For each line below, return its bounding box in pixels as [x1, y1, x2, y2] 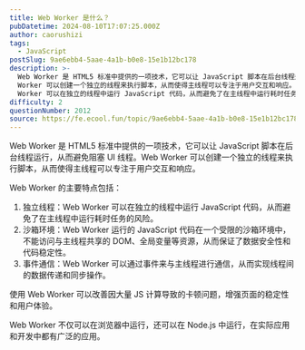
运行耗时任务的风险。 [78, 213, 159, 224]
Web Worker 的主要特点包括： [9, 182, 123, 193]
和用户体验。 [9, 300, 57, 311]
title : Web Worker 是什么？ [9, 13, 111, 23]
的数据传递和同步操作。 [22, 269, 111, 281]
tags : [9, 38, 30, 48]
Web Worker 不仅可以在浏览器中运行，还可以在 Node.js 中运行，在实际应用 [9, 319, 290, 331]
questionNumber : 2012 [9, 106, 92, 115]
